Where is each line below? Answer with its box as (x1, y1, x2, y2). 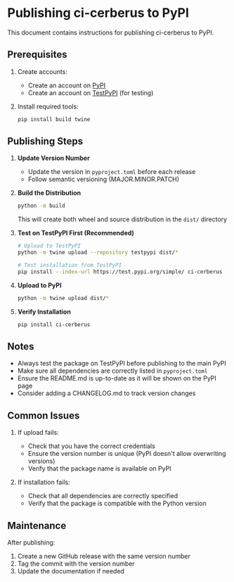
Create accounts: (17, 67, 68, 75)
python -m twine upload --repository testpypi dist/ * (17, 249, 178, 256)
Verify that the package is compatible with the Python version (27, 499, 207, 508)
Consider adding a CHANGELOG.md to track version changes (17, 389, 196, 397)
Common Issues (7, 409, 80, 421)
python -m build (17, 202, 65, 209)
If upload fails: (17, 428, 59, 437)
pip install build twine (17, 116, 91, 123)
